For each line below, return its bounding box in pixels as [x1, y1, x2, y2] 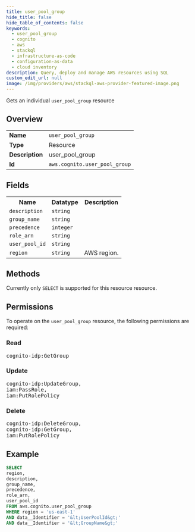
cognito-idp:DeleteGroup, [6, 420, 82, 427]
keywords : [6, 25, 31, 32]
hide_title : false [6, 14, 52, 20]
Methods [6, 269, 40, 279]
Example [6, 449, 39, 459]
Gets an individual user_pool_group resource [6, 97, 115, 104]
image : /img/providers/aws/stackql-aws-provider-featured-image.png [6, 81, 180, 87]
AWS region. [84, 248, 119, 256]
